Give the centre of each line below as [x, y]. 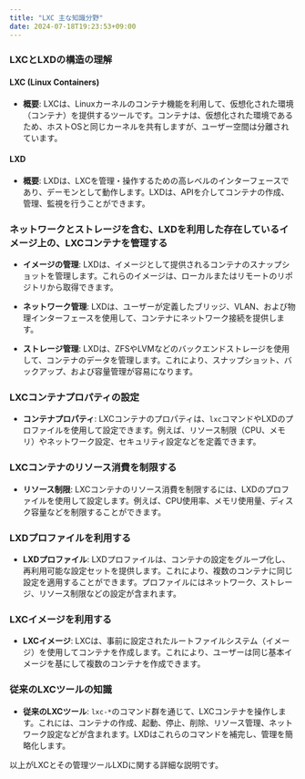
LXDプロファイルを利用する [71, 538]
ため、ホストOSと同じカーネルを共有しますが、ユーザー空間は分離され [156, 126]
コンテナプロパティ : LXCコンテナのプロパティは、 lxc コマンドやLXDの [154, 419]
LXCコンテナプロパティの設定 [74, 397]
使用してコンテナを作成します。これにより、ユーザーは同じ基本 [166, 652]
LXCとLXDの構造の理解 [61, 60]
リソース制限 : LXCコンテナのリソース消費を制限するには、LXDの [144, 489]
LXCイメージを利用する [61, 619]
